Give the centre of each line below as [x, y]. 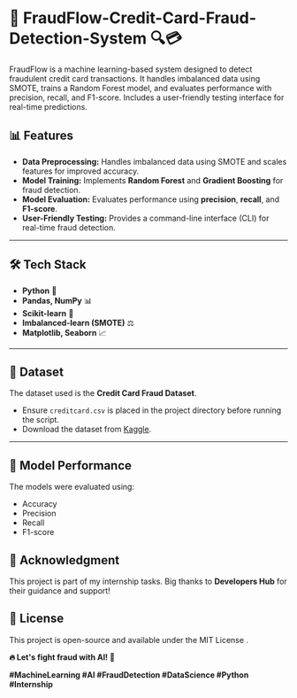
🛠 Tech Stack [48, 265]
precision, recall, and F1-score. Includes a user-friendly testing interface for [147, 97]
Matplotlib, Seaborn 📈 [65, 332]
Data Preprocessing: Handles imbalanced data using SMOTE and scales [154, 161]
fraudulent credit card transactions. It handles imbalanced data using [135, 78]
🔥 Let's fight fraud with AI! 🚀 [62, 657]
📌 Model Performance [71, 465]
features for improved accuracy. [80, 171]
